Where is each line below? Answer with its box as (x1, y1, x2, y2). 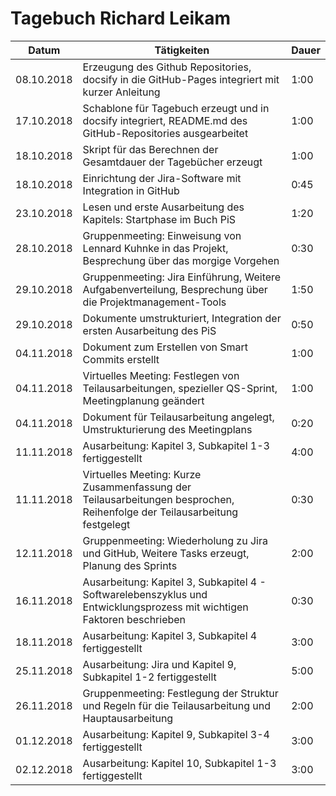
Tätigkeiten (154, 43, 210, 57)
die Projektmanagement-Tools (82, 295, 227, 309)
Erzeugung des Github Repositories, (82, 60, 252, 74)
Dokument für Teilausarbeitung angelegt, (82, 410, 275, 424)
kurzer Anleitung (82, 85, 161, 99)
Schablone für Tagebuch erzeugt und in (82, 101, 270, 115)
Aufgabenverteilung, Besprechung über (82, 282, 268, 296)
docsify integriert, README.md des (82, 113, 248, 127)
